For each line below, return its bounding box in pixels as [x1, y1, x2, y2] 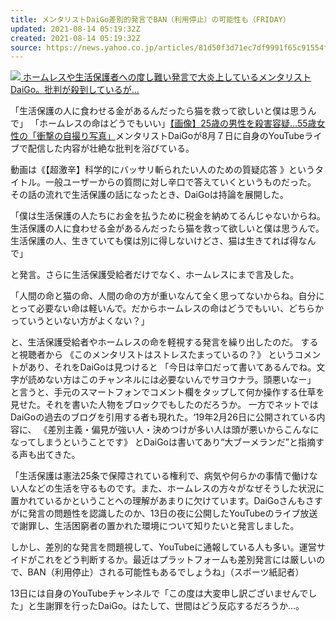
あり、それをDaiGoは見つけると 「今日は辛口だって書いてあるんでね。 [27, 361, 317, 373]
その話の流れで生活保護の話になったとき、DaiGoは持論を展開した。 [10, 189, 289, 201]
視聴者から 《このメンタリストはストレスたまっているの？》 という [18, 349, 295, 361]
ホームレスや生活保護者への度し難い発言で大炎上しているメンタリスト [22, 71, 312, 83]
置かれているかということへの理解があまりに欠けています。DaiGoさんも [10, 495, 306, 507]
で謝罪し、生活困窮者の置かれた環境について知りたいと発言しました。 [10, 520, 300, 532]
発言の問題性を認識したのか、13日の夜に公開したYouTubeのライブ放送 [27, 507, 318, 520]
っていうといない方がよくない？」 [10, 315, 150, 327]
